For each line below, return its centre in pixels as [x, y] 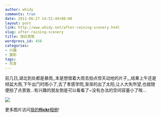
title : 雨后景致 [20, 37]
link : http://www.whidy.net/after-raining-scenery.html [62, 28]
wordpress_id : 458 [23, 41]
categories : [17, 46]
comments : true [20, 14]
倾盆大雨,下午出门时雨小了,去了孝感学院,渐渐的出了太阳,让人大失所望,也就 [78, 84]
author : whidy [19, 9]
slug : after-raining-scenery [34, 32]
